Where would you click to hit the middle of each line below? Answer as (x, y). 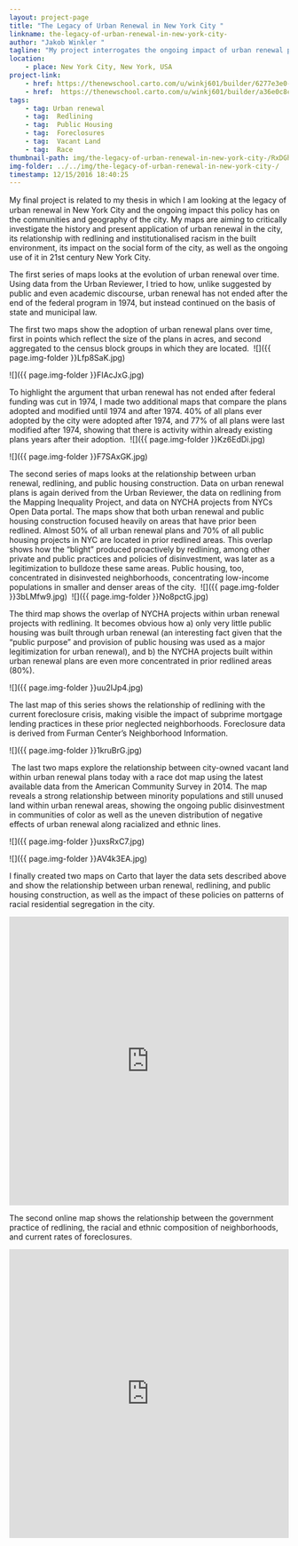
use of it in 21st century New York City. (80, 258)
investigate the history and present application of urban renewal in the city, (146, 229)
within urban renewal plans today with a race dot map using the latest (136, 777)
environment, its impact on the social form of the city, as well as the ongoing (149, 248)
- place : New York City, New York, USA (99, 68)
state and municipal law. (53, 313)
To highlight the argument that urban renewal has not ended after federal (142, 393)
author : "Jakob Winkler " (57, 42)
